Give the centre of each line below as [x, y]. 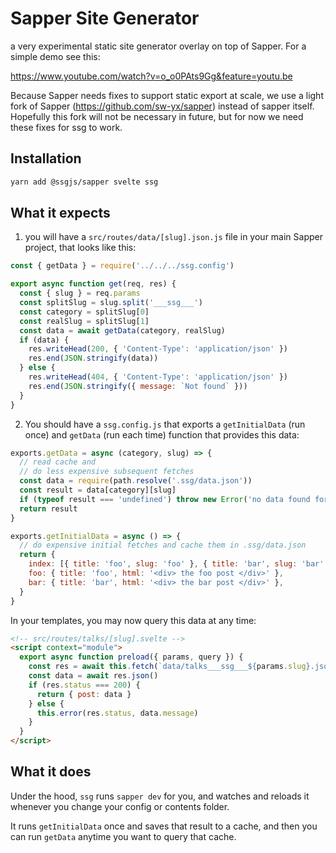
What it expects [60, 213]
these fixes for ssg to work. [66, 127]
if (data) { [44, 340]
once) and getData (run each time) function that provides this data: [162, 434]
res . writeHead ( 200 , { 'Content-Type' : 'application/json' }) [158, 349]
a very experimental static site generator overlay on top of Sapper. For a [158, 46]
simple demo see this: [55, 56]
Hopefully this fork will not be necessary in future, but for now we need [157, 116]
